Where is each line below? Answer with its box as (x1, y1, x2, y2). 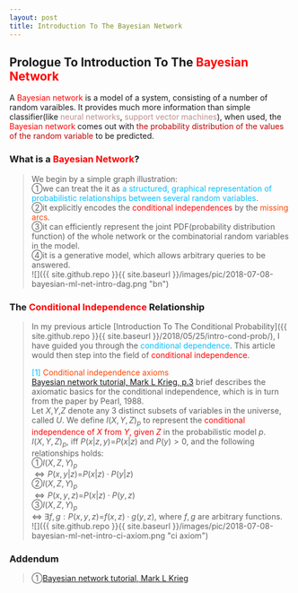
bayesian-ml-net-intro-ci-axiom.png (31, 530, 166, 541)
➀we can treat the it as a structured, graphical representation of (31, 183, 272, 194)
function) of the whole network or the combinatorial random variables (31, 231, 289, 241)
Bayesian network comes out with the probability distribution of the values (9, 121, 285, 132)
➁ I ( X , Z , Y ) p (31, 478, 78, 492)
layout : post (9, 13, 58, 22)
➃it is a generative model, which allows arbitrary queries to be (31, 249, 267, 260)
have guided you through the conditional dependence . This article (31, 340, 276, 351)
